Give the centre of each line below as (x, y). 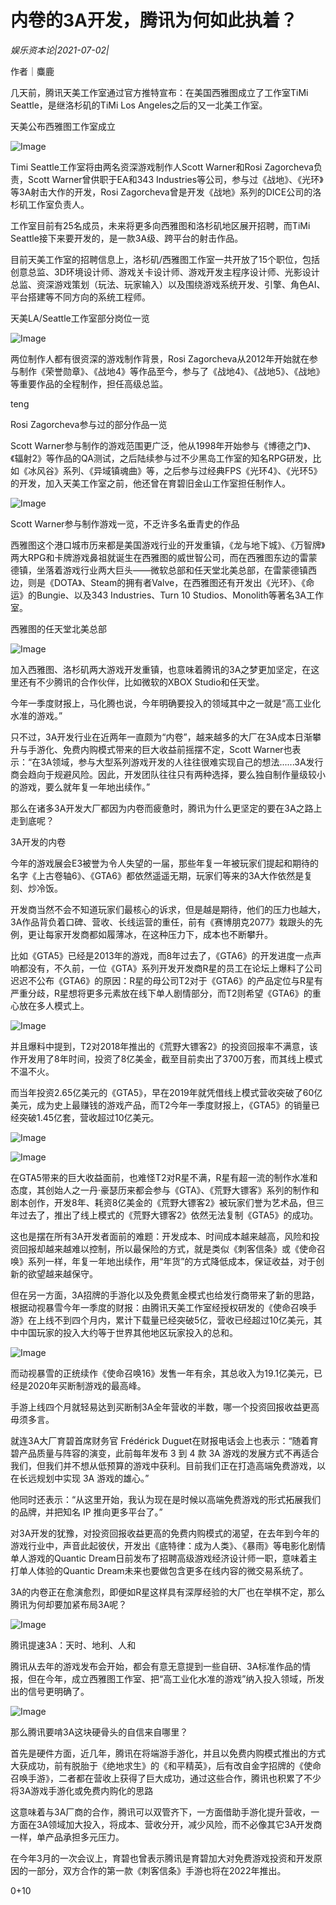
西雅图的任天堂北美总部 (58, 628)
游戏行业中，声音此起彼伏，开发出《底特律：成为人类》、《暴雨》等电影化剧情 (168, 1545)
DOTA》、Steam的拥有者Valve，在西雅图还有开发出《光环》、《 (180, 582)
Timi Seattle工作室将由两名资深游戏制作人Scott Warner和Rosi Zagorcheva (162, 167)
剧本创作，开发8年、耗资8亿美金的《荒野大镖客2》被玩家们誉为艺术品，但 (163, 1202)
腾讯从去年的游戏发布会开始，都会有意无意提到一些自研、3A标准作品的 (156, 1666)
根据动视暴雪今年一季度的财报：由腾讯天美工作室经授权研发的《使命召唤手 (163, 1307)
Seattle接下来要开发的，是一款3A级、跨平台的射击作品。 (127, 238)
